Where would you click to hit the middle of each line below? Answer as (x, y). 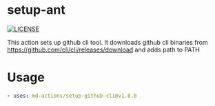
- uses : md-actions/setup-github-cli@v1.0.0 (72, 96)
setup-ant (36, 10)
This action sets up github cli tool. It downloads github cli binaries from (107, 42)
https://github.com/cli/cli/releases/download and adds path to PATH (104, 50)
